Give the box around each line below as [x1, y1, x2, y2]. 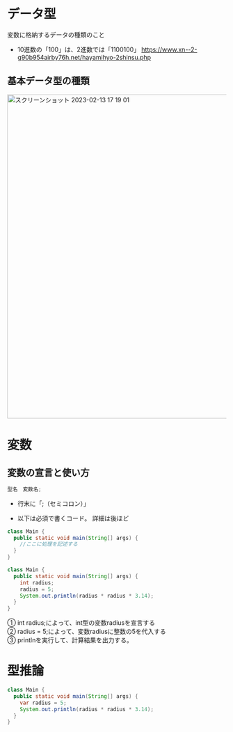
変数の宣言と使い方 [7, 467, 90, 479]
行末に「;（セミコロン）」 [17, 499, 90, 507]
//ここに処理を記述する [19, 541, 78, 548]
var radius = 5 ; [19, 699, 67, 706]
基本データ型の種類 [7, 75, 90, 87]
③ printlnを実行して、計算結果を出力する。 [7, 636, 134, 644]
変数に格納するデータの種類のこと [7, 30, 105, 39]
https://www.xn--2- [141, 45, 198, 54]
